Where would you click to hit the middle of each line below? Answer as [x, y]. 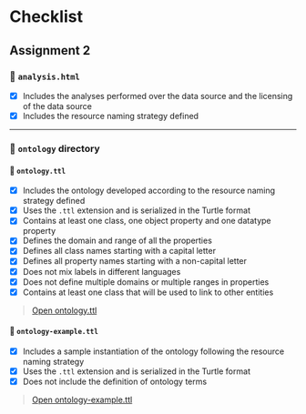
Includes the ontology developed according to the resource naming [149, 191]
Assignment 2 [50, 50]
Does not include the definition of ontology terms [115, 382]
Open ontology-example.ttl [82, 400]
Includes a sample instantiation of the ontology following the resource [153, 351]
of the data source [57, 106]
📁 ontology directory [55, 148]
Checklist [46, 17]
